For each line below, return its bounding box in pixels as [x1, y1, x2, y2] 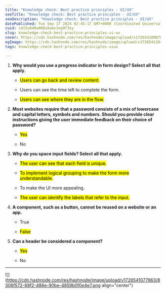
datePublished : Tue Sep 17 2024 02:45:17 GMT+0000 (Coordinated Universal [5, 21, 163, 26]
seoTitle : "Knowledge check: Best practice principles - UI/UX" [5, 12, 140, 17]
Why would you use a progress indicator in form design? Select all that [12, 62, 161, 68]
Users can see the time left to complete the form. [19, 86, 120, 92]
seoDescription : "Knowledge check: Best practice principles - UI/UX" [5, 16, 154, 21]
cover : [5, 35, 19, 40]
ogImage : [5, 40, 23, 45]
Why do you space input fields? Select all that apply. [12, 150, 123, 156]
